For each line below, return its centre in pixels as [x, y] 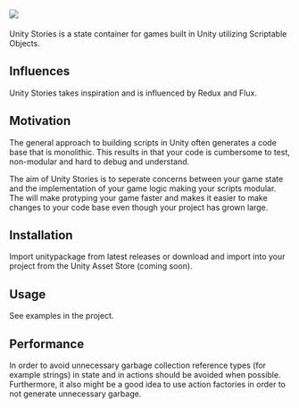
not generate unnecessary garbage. [75, 394]
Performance [47, 344]
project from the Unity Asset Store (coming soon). [101, 266]
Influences [40, 71]
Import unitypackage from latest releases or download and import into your [147, 257]
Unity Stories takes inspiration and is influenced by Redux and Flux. [133, 93]
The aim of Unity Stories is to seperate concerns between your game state [146, 179]
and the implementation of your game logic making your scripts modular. [143, 188]
